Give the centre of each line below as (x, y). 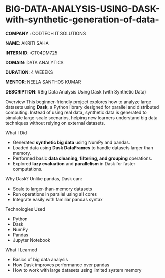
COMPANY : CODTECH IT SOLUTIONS (46, 33)
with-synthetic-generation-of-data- (82, 19)
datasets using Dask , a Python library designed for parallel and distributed (82, 107)
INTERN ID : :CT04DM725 (31, 53)
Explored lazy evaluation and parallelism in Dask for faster (74, 163)
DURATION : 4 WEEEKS (29, 72)
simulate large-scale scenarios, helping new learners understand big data (81, 117)
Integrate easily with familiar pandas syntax (58, 199)
